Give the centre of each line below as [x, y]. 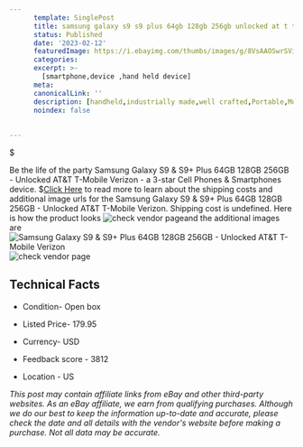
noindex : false [62, 110]
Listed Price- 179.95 [60, 324]
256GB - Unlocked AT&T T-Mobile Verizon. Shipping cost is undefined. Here [151, 208]
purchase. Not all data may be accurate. [85, 432]
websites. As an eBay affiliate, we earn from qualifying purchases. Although [151, 404]
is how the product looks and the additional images [145, 218]
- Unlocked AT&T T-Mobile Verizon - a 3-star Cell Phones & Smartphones [146, 180]
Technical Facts [55, 285]
